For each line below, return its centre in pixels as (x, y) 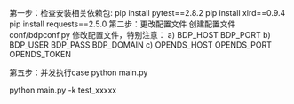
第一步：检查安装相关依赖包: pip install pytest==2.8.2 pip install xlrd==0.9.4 (147, 13)
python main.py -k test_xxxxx (63, 90)
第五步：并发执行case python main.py (79, 72)
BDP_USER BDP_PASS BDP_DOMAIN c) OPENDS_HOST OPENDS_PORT (141, 45)
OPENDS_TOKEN (40, 54)
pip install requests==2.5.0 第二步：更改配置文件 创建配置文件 (123, 24)
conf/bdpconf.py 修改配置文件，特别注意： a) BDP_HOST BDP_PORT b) (140, 35)
